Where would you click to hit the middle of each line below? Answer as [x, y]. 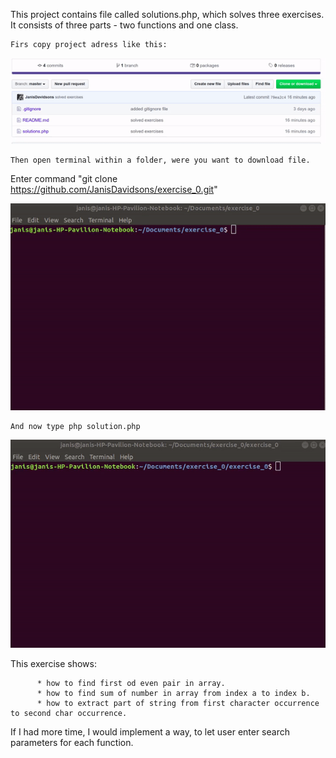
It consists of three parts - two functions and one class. [124, 25]
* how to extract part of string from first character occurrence [178, 704]
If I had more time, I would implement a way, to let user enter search [150, 732]
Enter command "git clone [64, 178]
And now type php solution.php [75, 426]
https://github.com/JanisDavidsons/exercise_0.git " [114, 189]
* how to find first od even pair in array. [131, 684]
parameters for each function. [72, 743]
